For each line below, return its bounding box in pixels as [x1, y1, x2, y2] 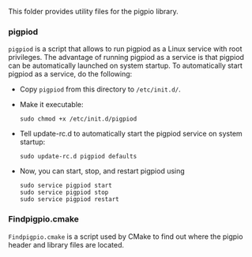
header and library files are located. [8, 240, 125, 249]
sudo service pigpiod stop [19, 188, 109, 196]
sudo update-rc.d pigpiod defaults [19, 153, 137, 161]
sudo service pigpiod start [19, 181, 112, 190]
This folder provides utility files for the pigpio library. [8, 7, 179, 16]
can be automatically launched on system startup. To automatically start [8, 61, 243, 70]
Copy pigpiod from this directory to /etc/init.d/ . [19, 84, 182, 94]
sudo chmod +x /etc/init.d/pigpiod [19, 115, 137, 123]
